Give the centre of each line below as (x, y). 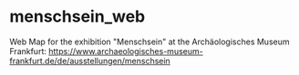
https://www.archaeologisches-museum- (126, 51)
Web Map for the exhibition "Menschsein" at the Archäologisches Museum (149, 42)
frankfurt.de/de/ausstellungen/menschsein (90, 61)
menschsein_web (77, 17)
